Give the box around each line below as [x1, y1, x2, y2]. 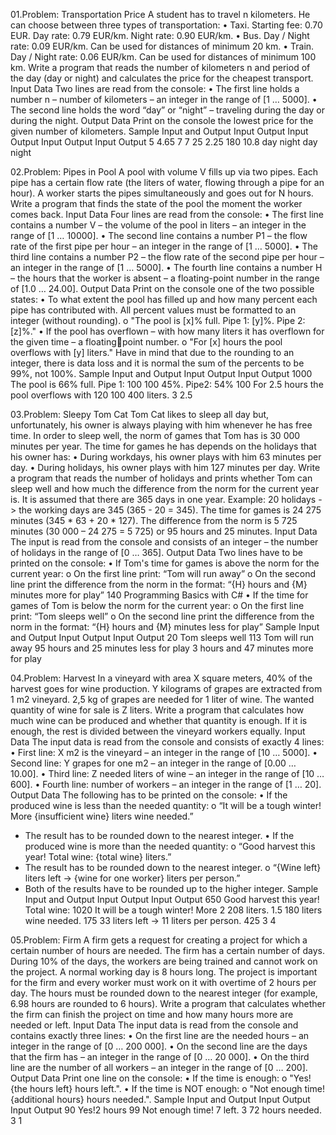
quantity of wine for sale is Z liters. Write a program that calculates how [10, 704, 305, 716]
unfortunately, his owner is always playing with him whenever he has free [10, 419, 313, 431]
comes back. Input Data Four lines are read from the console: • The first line [10, 209, 324, 220]
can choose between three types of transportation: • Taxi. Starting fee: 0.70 [10, 19, 323, 31]
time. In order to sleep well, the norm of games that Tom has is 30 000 [10, 430, 301, 441]
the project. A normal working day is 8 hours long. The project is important [10, 966, 318, 978]
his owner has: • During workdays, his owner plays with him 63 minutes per [10, 451, 322, 463]
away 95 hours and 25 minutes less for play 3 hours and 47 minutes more [10, 642, 314, 654]
